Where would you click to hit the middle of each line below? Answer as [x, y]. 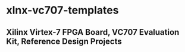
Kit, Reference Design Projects [64, 41]
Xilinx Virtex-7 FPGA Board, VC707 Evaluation [93, 32]
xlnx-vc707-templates [62, 10]
